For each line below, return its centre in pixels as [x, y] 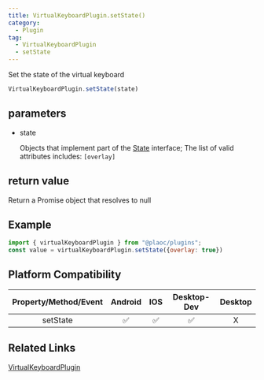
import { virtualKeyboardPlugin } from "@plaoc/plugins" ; [105, 243]
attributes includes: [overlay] [68, 156]
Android [126, 302]
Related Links [42, 348]
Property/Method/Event [58, 302]
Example [30, 224]
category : [24, 23]
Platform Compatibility [65, 275]
